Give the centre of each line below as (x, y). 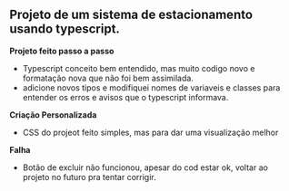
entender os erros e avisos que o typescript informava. (125, 97)
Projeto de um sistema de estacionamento (131, 15)
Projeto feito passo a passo (62, 51)
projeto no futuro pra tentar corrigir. (89, 177)
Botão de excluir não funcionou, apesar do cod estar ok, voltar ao (145, 167)
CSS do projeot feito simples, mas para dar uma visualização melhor (150, 132)
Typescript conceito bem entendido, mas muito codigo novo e (139, 68)
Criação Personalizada (53, 115)
